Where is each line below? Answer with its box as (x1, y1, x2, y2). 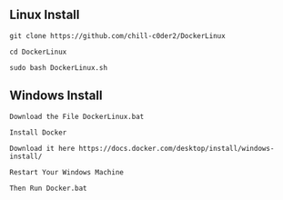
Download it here (9, 144, 76, 153)
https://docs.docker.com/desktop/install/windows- (78, 144, 275, 153)
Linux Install (9, 7, 80, 23)
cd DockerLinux (9, 47, 67, 56)
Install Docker (9, 127, 67, 137)
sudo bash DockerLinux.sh (9, 63, 107, 72)
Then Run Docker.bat (9, 184, 88, 193)
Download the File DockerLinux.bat (9, 112, 145, 121)
